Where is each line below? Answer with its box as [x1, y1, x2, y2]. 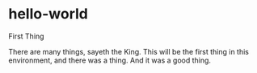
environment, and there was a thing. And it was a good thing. [8, 55, 212, 65]
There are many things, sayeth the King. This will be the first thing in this [8, 47, 249, 56]
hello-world [8, 5, 89, 23]
